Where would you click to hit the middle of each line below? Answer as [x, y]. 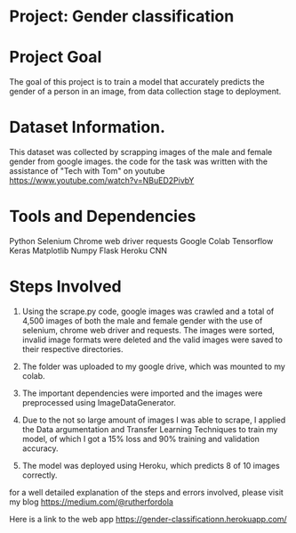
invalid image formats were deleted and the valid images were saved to [152, 340]
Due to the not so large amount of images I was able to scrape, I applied [154, 420]
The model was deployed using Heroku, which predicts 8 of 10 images [151, 465]
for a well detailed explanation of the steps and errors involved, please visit [147, 492]
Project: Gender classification [122, 16]
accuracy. [40, 448]
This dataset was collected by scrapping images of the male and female [141, 152]
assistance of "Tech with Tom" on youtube [87, 171]
